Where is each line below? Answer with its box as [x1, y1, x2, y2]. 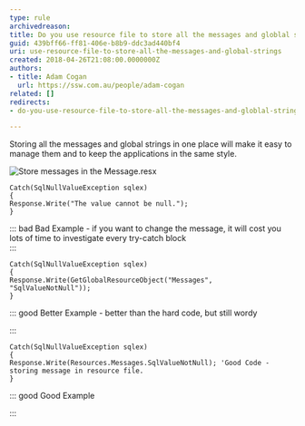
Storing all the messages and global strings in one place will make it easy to [9, 139, 292, 150]
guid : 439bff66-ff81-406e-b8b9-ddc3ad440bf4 [9, 38, 181, 48]
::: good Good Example [9, 391, 95, 402]
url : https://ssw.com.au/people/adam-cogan [17, 81, 184, 90]
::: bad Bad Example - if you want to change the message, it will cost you [9, 223, 281, 234]
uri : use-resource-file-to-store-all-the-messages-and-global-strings [9, 47, 282, 56]
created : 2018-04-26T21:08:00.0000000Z [9, 55, 161, 64]
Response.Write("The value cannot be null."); [9, 199, 189, 208]
